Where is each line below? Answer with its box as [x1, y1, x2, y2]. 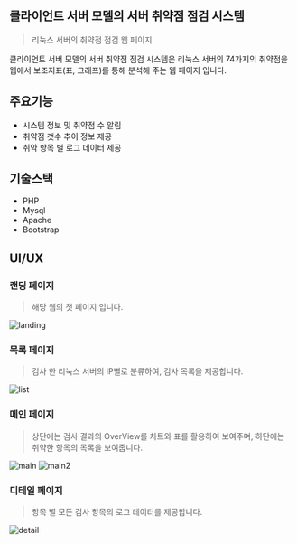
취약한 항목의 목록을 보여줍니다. [31, 442, 143, 453]
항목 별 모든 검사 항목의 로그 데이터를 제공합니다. [31, 507, 203, 518]
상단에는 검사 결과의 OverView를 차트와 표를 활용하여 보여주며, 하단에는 [31, 430, 285, 441]
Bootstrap [22, 224, 60, 235]
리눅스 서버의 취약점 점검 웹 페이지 [31, 34, 153, 45]
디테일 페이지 [9, 484, 63, 497]
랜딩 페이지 [9, 279, 55, 292]
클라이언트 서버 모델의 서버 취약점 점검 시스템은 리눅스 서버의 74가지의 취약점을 [9, 53, 289, 64]
